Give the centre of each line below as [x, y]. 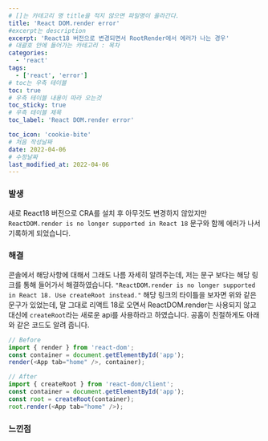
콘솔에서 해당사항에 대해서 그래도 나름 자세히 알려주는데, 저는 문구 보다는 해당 [129, 274]
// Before [25, 340]
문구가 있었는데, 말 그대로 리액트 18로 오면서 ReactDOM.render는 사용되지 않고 [132, 305]
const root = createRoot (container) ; [71, 399]
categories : [28, 53]
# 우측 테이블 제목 [35, 113]
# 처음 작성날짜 [30, 142]
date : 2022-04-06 [37, 149]
